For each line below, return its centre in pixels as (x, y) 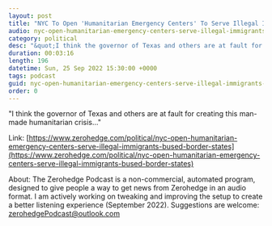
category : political (43, 38)
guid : (17, 83)
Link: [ (19, 138)
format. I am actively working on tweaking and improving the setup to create (136, 197)
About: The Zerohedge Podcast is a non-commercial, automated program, (132, 179)
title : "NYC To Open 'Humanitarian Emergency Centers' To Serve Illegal (134, 23)
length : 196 (28, 61)
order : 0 (23, 91)
